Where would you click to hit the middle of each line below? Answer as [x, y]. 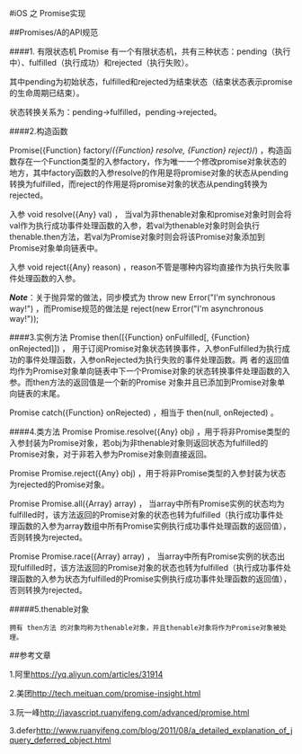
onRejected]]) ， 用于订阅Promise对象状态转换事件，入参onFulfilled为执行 [146, 348]
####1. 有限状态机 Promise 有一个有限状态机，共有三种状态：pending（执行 [150, 51]
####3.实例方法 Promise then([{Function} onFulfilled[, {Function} [129, 337]
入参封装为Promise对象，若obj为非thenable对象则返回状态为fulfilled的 [139, 443]
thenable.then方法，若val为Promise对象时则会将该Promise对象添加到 [137, 237]
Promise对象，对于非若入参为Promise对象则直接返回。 [111, 454]
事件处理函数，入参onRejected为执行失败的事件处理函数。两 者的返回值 [157, 359]
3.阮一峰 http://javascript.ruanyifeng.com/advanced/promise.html [129, 712]
